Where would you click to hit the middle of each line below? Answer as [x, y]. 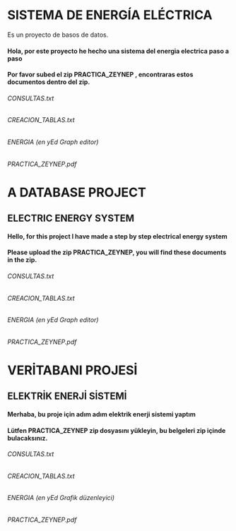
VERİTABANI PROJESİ [72, 370]
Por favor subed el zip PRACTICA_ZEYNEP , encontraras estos [100, 75]
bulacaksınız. [28, 438]
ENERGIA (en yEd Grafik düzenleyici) [61, 498]
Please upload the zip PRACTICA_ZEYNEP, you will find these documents [117, 252]
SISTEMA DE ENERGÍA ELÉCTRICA [110, 15]
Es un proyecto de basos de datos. [58, 35]
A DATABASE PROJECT [77, 192]
